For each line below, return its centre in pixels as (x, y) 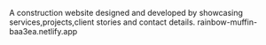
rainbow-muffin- (227, 22)
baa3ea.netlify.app (43, 31)
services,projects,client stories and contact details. (102, 22)
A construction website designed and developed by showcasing (126, 13)
